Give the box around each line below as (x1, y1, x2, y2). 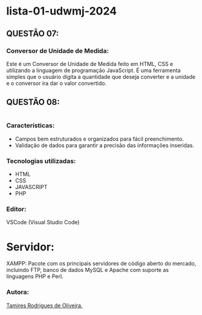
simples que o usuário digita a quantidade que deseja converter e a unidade (6, 73, 195, 80)
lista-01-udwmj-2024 (6, 4, 117, 18)
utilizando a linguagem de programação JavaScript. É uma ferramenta (6, 67, 181, 74)
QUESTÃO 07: (6, 28, 59, 39)
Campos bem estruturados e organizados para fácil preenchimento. (15, 135, 184, 142)
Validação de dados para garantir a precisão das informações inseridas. (15, 141, 195, 149)
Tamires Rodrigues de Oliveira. (6, 302, 83, 309)
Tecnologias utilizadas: (6, 156, 76, 165)
